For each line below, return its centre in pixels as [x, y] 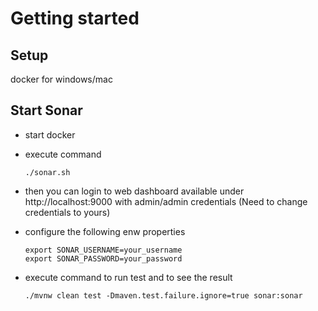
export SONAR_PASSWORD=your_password [103, 258]
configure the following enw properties [105, 231]
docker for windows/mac [61, 79]
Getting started [75, 18]
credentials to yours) [67, 212]
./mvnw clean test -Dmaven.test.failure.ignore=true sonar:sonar [163, 295]
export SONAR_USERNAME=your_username [103, 250]
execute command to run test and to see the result [128, 277]
